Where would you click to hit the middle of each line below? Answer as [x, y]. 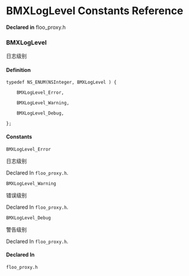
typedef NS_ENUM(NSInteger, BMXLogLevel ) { [61, 83]
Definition [18, 70]
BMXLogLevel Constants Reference [95, 11]
